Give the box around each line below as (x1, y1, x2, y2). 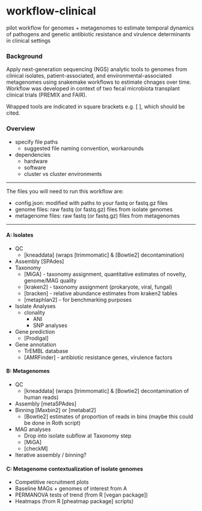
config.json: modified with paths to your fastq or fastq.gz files (14, 199, 168, 206)
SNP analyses (32, 321, 68, 329)
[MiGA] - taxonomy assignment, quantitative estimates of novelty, (23, 270, 186, 278)
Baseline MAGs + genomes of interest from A (14, 485, 127, 492)
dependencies (14, 151, 51, 158)
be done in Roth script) (23, 419, 81, 426)
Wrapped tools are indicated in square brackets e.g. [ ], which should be (6, 103, 185, 110)
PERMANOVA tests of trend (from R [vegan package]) (14, 491, 148, 498)
